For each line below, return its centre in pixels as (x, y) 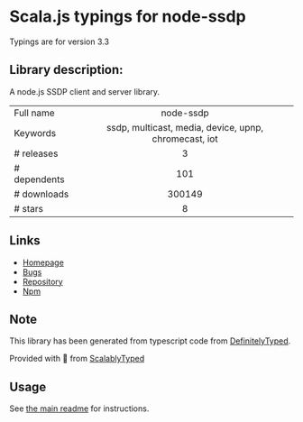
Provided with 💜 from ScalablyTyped (77, 359)
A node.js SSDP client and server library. (85, 91)
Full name (35, 113)
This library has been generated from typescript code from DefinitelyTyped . (150, 341)
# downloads (41, 194)
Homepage (43, 262)
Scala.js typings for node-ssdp (128, 17)
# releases (36, 153)
